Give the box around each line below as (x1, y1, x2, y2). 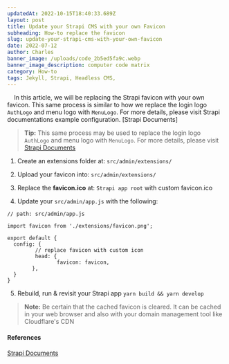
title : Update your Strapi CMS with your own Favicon (7, 23, 166, 30)
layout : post (7, 17, 45, 24)
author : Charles (7, 49, 54, 56)
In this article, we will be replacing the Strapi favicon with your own (13, 93, 205, 102)
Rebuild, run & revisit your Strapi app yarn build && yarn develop (17, 289, 204, 298)
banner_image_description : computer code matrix (7, 62, 150, 69)
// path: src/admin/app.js (7, 210, 85, 218)
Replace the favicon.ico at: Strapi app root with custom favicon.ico (17, 184, 213, 192)
